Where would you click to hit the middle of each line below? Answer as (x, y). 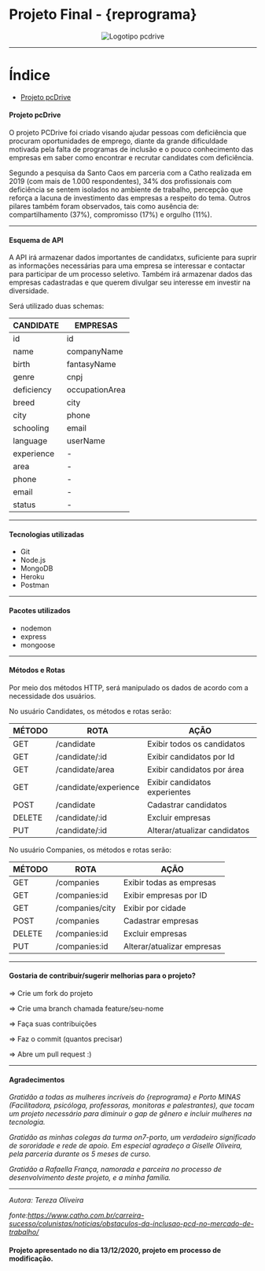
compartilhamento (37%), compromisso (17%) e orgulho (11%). (110, 215)
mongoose (38, 645)
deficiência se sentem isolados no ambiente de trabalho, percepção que (126, 189)
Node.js (33, 560)
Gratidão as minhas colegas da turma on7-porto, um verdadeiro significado (132, 1137)
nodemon (36, 628)
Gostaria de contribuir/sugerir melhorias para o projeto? (102, 975)
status (24, 505)
